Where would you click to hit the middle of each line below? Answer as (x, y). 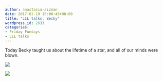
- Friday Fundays (23, 32)
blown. (12, 55)
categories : (17, 27)
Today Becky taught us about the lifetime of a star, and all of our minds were (81, 50)
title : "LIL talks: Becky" (32, 18)
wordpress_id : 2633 (25, 23)
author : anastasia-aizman (31, 9)
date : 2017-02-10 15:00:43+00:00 (39, 14)
